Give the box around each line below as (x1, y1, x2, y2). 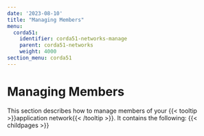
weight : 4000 (19, 49, 57, 55)
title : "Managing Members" (7, 16, 84, 23)
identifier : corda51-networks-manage (19, 36, 128, 42)
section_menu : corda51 (7, 55, 72, 62)
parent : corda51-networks (19, 42, 94, 49)
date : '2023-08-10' (7, 10, 63, 17)
